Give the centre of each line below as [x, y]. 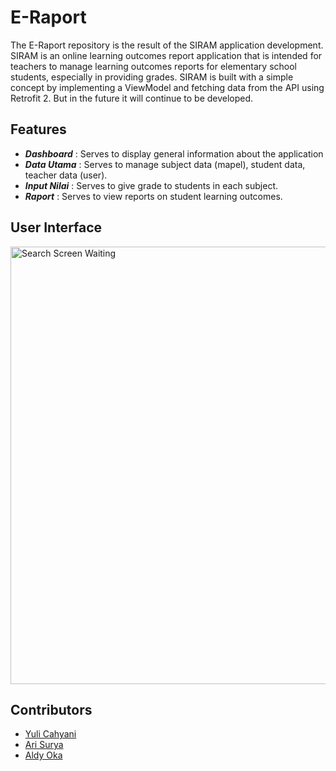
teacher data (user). [66, 175]
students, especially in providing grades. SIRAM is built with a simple [152, 77]
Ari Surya [44, 745]
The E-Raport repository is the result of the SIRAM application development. [167, 45]
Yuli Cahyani [50, 734]
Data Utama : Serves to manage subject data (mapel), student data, [165, 164]
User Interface [56, 227]
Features [38, 129]
